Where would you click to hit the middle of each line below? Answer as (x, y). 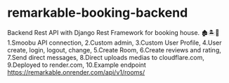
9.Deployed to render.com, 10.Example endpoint (77, 65)
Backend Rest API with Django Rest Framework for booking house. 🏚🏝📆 (113, 32)
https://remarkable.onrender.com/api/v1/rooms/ (76, 72)
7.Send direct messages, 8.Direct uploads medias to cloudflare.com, (106, 57)
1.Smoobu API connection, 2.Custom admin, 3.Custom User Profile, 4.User (115, 43)
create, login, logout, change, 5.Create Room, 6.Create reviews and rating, (114, 50)
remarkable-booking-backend (98, 13)
